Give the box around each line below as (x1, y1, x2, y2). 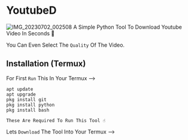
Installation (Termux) (6, 59, 86, 69)
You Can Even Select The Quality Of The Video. (6, 41, 125, 48)
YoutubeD (6, 4, 57, 17)
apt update (6, 86, 34, 92)
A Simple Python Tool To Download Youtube (73, 23, 183, 31)
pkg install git (6, 96, 47, 102)
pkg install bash (6, 107, 50, 113)
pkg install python (6, 102, 55, 108)
